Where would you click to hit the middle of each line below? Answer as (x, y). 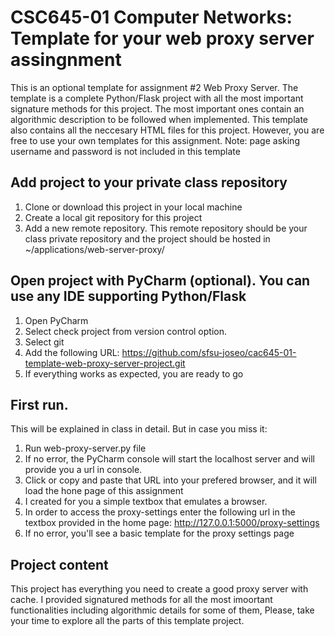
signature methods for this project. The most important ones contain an (157, 108)
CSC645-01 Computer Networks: (151, 17)
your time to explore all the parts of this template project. (127, 621)
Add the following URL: (72, 352)
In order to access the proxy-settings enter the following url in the (160, 512)
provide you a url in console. (83, 470)
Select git (44, 342)
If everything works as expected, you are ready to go (134, 373)
